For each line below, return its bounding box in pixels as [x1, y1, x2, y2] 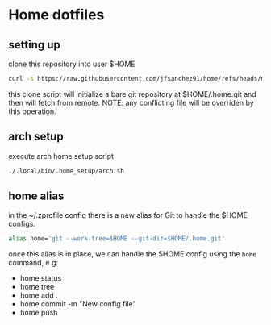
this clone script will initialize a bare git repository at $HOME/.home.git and [8, 89, 256, 98]
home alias [8, 189, 65, 202]
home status [19, 273, 62, 283]
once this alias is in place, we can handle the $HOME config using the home [8, 249, 256, 259]
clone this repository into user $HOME [8, 59, 135, 69]
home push [19, 308, 58, 318]
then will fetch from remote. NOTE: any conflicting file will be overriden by [8, 98, 254, 107]
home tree [19, 282, 55, 292]
